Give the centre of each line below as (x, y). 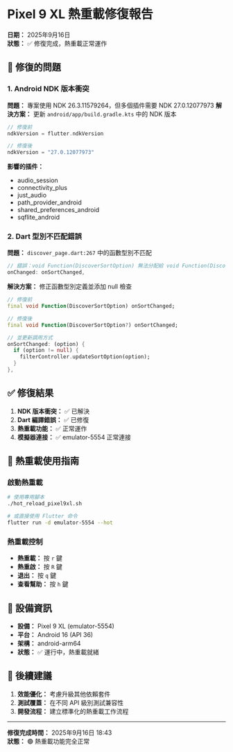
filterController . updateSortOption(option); (85, 357)
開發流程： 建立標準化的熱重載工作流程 (73, 711)
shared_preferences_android (58, 210)
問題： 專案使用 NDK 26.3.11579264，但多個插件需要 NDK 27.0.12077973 (111, 105)
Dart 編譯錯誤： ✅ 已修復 (53, 419)
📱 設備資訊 (29, 608)
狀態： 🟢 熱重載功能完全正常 (49, 741)
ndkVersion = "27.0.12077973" (51, 152)
